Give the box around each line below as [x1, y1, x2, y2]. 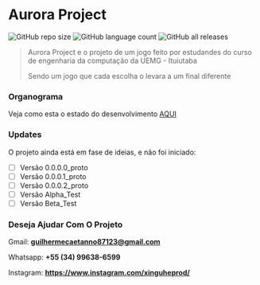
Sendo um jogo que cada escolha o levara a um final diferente [27, 71, 231, 80]
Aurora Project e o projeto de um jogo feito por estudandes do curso [27, 47, 252, 57]
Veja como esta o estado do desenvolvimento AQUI [8, 109, 177, 119]
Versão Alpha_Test [19, 189, 81, 199]
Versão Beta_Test [19, 198, 77, 208]
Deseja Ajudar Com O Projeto [8, 219, 123, 230]
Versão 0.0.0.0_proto [19, 162, 89, 172]
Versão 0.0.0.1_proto [19, 171, 87, 181]
